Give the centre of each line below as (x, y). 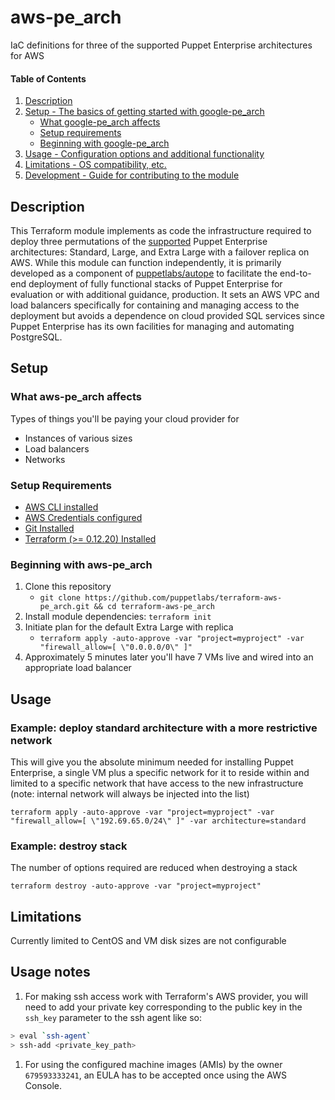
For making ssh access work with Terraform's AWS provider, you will (166, 996)
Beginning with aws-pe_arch (81, 564)
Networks (45, 459)
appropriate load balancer (78, 668)
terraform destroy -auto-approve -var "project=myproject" (136, 886)
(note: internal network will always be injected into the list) (130, 793)
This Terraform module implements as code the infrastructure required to (161, 230)
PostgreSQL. (36, 337)
